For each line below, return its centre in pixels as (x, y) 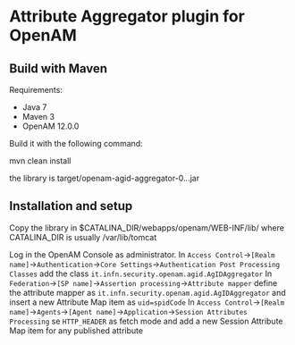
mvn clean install (40, 161)
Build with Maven (59, 68)
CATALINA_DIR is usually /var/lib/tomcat (83, 237)
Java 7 (34, 107)
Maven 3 (38, 117)
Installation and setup (71, 206)
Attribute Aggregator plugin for (127, 17)
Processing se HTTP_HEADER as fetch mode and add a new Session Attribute (146, 321)
